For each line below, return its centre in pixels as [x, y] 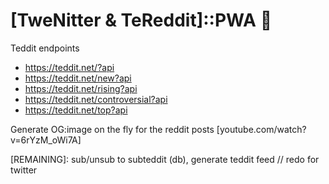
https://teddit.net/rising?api [81, 88]
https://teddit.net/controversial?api [96, 99]
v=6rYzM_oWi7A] [46, 140]
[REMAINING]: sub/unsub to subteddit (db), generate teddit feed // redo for [165, 159]
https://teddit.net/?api [69, 67]
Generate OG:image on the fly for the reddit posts [112, 129]
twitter [24, 170]
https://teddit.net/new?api [78, 78]
